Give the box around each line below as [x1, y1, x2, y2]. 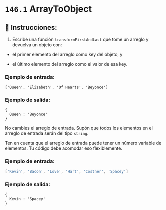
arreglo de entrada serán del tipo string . [5, 130, 89, 136]
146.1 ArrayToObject [5, 3, 92, 15]
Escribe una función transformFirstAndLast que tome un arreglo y [12, 36, 149, 42]
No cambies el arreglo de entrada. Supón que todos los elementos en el [5, 125, 153, 131]
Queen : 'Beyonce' [9, 112, 48, 117]
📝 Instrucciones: [5, 23, 57, 32]
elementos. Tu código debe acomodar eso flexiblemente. [5, 145, 122, 151]
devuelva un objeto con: [12, 42, 62, 48]
